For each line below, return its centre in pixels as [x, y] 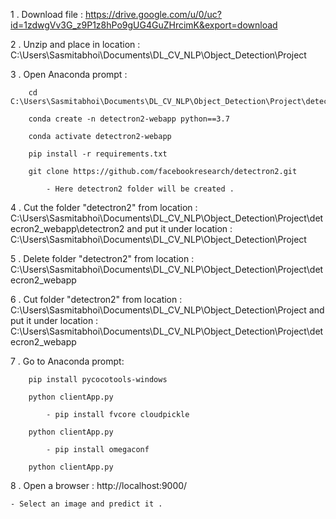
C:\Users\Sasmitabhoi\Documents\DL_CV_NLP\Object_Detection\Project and [167, 310]
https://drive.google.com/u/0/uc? [153, 14]
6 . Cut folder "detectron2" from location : [96, 299]
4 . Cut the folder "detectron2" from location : [104, 207]
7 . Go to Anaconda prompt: [67, 361]
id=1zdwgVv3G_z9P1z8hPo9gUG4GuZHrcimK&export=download [144, 25]
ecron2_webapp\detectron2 [67, 228]
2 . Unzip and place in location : [75, 44]
